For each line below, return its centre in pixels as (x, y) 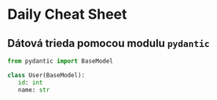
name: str (34, 90)
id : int (30, 82)
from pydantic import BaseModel (60, 61)
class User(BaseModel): (46, 75)
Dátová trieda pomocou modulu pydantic (108, 43)
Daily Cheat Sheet (67, 14)
